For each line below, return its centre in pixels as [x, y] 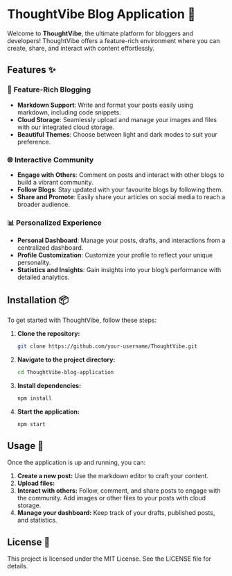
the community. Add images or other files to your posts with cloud [111, 498]
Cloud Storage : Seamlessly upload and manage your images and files [117, 119]
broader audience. [44, 204]
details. [18, 566]
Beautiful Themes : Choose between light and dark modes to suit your [117, 134]
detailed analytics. [43, 278]
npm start [32, 424]
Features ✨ [32, 70]
